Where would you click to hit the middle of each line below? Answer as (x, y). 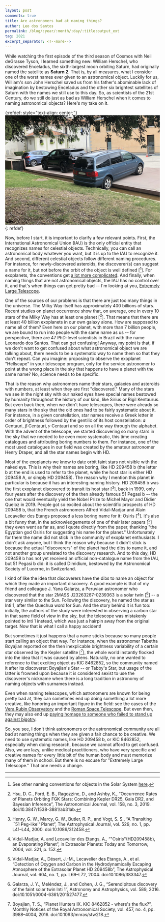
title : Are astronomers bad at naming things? (54, 21)
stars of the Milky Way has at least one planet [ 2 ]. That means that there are (82, 316)
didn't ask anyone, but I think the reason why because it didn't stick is (76, 543)
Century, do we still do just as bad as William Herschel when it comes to (78, 98)
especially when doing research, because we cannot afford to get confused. (82, 744)
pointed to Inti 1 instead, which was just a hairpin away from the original (77, 621)
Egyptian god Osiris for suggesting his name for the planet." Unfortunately (80, 532)
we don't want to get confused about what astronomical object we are (76, 348)
